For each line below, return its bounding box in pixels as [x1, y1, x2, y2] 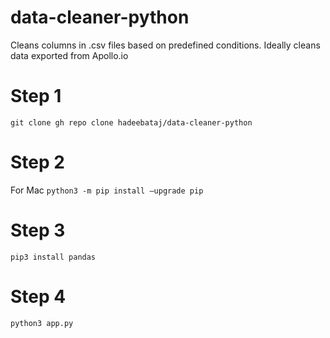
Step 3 [10, 219, 66, 241]
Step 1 [10, 85, 62, 108]
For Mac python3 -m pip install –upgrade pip [10, 184, 204, 196]
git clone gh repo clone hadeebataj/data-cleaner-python [10, 117, 253, 128]
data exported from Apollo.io [10, 49, 129, 61]
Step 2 [10, 151, 65, 174]
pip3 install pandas [10, 252, 97, 262]
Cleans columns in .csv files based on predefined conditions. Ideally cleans [10, 39, 321, 51]
